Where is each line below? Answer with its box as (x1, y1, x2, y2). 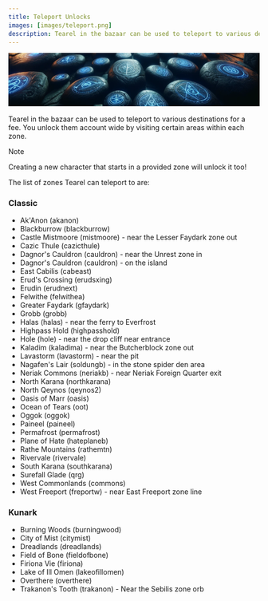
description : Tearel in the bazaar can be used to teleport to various (8, 30, 251, 38)
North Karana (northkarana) (19, 377, 112, 386)
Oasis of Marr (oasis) (19, 393, 89, 403)
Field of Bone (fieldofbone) (19, 551, 109, 560)
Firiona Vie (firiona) (19, 559, 84, 568)
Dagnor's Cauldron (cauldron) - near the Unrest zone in (19, 250, 203, 259)
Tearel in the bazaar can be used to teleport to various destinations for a (8, 114, 246, 124)
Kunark (8, 507, 37, 518)
